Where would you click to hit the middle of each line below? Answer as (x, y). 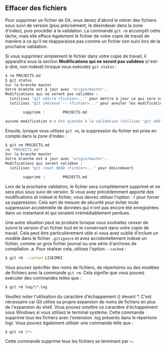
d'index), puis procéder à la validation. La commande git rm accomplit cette (83, 30)
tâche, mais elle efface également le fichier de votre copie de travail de (77, 36)
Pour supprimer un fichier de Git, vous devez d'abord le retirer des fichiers (81, 20)
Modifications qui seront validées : (44, 164)
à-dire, (12, 66)
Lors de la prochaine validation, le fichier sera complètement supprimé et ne (83, 186)
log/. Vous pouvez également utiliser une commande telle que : (69, 323)
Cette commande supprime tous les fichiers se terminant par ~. (70, 341)
